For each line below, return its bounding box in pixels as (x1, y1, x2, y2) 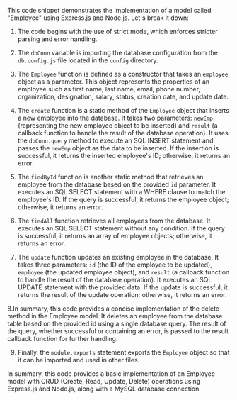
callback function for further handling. (7, 335, 118, 343)
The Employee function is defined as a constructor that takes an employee (17, 70, 229, 78)
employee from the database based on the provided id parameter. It (17, 180, 216, 189)
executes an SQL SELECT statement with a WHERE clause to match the (17, 188, 226, 196)
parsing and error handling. (17, 35, 98, 43)
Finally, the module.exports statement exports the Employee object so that (17, 348, 230, 357)
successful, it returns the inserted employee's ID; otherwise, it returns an (17, 152, 231, 160)
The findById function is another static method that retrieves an (17, 173, 204, 181)
